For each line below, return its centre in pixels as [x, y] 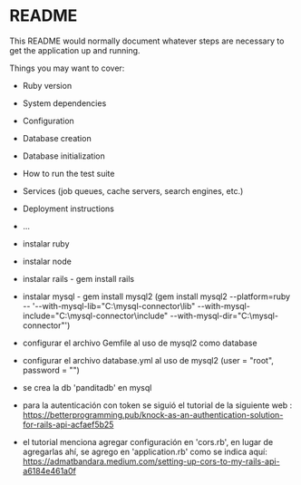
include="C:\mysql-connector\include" [95, 315]
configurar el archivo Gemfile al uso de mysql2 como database [140, 343]
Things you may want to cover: [67, 68]
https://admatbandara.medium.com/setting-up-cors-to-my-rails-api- [151, 461]
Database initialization [64, 156]
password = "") [51, 370]
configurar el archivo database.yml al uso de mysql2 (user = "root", [148, 360]
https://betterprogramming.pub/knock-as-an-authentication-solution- [153, 414]
